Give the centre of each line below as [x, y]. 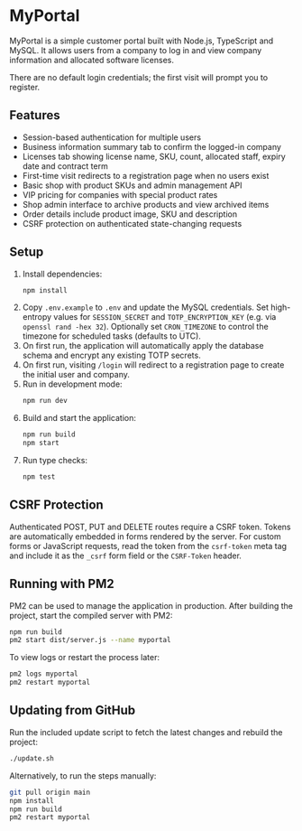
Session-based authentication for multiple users [111, 137]
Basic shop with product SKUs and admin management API [132, 185]
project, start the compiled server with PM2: [91, 615]
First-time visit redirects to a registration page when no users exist [146, 175]
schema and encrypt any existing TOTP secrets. [111, 355]
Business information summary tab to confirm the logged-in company [152, 146]
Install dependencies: [62, 274]
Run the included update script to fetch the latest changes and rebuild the [146, 732]
